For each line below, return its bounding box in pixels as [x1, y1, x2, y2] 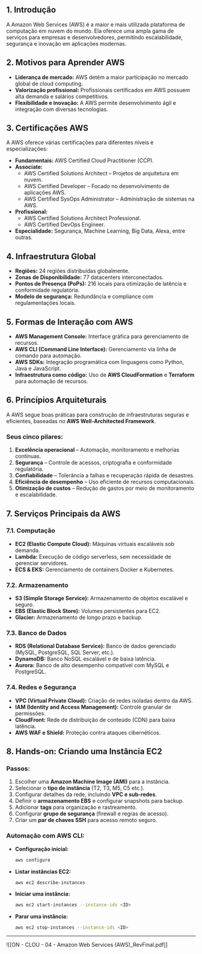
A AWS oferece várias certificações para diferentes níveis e [6, 139, 154, 146]
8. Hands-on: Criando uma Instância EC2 [6, 747, 162, 757]
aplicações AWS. [23, 189, 66, 196]
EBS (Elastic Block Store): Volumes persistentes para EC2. [14, 607, 161, 615]
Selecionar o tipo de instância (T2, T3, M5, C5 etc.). [14, 785, 145, 792]
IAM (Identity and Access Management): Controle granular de [14, 703, 171, 711]
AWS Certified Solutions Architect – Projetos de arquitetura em [23, 170, 179, 177]
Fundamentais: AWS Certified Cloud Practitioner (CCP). [14, 157, 155, 165]
